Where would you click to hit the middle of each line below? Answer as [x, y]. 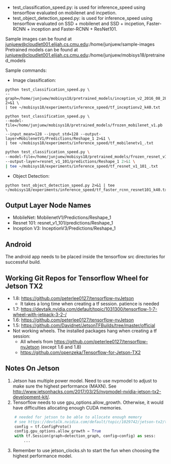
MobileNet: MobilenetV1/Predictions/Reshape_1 [62, 217]
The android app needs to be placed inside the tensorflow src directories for [85, 257]
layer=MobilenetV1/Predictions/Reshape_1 [50, 139]
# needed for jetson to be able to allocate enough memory [78, 417]
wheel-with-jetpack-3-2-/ [40, 314]
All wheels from [37, 341]
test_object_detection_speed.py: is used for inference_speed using [82, 18]
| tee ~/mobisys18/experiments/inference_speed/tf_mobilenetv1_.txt [79, 143]
